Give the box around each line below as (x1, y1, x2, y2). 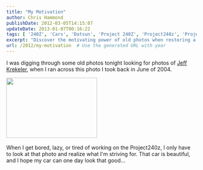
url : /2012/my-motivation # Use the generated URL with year (6, 43, 166, 49)
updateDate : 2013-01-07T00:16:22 (6, 25, 91, 32)
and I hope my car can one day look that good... (6, 157, 126, 164)
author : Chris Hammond (6, 15, 63, 21)
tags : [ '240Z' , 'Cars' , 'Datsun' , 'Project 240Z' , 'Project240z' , (6, 31, 180, 38)
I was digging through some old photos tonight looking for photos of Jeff (6, 59, 187, 67)
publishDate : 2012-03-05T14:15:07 (6, 20, 94, 26)
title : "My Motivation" (6, 8, 66, 15)
